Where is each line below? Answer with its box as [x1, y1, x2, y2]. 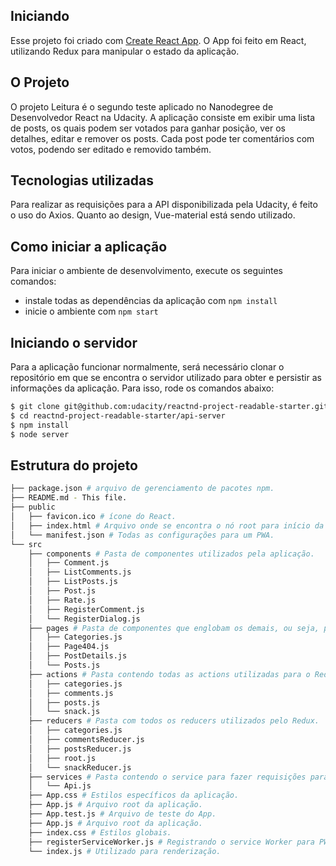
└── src [10, 539, 43, 549]
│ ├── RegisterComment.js [28, 604, 145, 614]
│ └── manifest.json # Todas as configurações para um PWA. [10, 530, 275, 540]
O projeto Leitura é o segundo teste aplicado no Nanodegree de [10, 100, 274, 113]
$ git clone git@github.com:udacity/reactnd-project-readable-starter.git [10, 402, 329, 412]
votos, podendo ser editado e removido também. [10, 143, 212, 155]
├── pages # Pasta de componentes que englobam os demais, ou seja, [28, 623, 320, 633]
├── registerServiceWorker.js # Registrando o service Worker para [28, 837, 315, 847]
